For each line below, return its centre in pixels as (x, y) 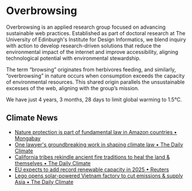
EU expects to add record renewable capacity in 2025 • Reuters (92, 169)
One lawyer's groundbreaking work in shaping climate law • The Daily (99, 144)
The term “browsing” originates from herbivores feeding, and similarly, (91, 69)
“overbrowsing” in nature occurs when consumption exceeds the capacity (95, 76)
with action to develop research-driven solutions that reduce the (84, 46)
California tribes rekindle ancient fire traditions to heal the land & (92, 157)
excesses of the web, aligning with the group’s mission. (73, 88)
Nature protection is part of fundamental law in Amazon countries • (96, 132)
